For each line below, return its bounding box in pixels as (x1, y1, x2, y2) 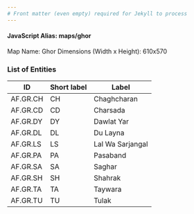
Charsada (93, 106, 126, 115)
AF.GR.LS (10, 140, 42, 149)
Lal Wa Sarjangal (93, 140, 148, 149)
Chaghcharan (93, 94, 139, 104)
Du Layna (93, 128, 125, 138)
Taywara (93, 185, 122, 195)
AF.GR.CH (10, 94, 44, 104)
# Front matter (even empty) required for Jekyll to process (7, 10, 188, 17)
